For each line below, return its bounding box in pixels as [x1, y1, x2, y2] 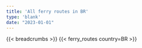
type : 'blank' [6, 14, 41, 20]
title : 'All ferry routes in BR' [6, 8, 89, 15]
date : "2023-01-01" [6, 19, 54, 25]
